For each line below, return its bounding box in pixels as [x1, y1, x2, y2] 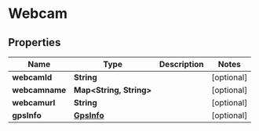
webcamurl [12, 97, 56, 108]
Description [159, 59, 204, 69]
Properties [8, 36, 61, 49]
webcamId [12, 72, 53, 83]
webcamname [12, 85, 67, 95]
